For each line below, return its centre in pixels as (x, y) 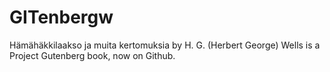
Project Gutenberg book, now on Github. (92, 55)
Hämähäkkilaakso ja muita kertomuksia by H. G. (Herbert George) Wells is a (165, 45)
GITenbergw (61, 17)
